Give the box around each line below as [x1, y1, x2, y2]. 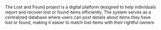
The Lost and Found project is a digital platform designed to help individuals [5, 4, 156, 10]
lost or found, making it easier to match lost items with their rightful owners [5, 19, 155, 25]
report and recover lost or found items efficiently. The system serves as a [5, 9, 151, 15]
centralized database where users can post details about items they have [5, 15, 151, 20]
